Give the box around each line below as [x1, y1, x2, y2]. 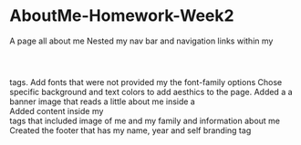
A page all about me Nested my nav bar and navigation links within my [9, 35, 274, 46]
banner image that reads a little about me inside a [9, 96, 196, 107]
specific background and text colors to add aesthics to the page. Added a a [9, 86, 294, 97]
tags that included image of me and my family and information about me [9, 115, 281, 126]
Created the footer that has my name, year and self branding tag [9, 124, 252, 136]
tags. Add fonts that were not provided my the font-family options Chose [9, 76, 283, 87]
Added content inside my [9, 105, 104, 116]
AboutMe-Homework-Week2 [9, 5, 234, 26]
